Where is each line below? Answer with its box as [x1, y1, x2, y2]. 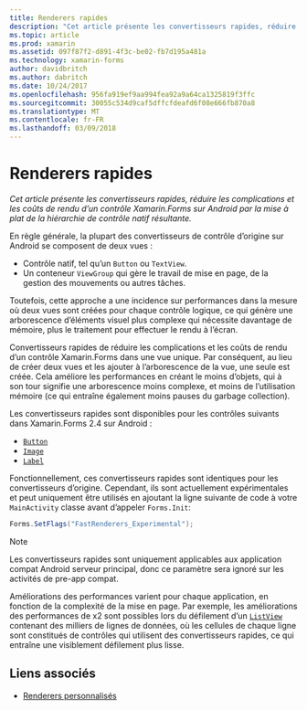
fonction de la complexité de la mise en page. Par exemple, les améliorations [9, 600, 298, 611]
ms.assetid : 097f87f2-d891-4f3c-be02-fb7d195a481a [9, 48, 206, 57]
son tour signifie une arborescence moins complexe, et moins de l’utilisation [9, 380, 296, 391]
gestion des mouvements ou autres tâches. [22, 277, 185, 288]
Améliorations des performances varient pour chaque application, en [9, 590, 269, 601]
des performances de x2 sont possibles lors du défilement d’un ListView [9, 609, 283, 621]
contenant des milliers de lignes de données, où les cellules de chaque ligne [9, 620, 297, 631]
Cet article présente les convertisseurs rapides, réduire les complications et [9, 193, 295, 204]
